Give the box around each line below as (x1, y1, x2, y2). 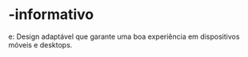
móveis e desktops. (8, 40, 73, 49)
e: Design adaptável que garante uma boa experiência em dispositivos (8, 32, 240, 41)
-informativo (8, 6, 94, 24)
